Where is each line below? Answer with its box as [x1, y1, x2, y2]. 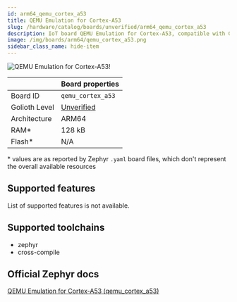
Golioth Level [11, 103, 54, 112]
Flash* [11, 137, 34, 146]
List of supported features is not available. [7, 201, 130, 210]
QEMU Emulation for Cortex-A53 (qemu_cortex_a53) [7, 287, 159, 296]
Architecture [11, 114, 52, 123]
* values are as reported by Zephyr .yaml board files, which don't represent [7, 155, 226, 163]
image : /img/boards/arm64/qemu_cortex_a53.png [7, 37, 147, 44]
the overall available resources [7, 163, 97, 170]
